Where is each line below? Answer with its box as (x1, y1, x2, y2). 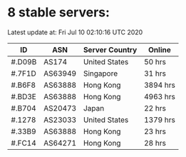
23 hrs (143, 126, 166, 136)
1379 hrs (143, 115, 176, 125)
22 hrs (143, 103, 166, 113)
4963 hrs (143, 91, 176, 101)
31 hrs (143, 69, 166, 78)
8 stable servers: (7, 4, 110, 21)
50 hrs (143, 56, 166, 66)
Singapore (83, 69, 118, 78)
